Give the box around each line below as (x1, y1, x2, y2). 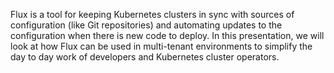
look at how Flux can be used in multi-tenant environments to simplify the (10, 40, 313, 52)
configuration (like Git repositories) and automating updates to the (10, 19, 283, 31)
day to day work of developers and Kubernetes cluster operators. (10, 51, 280, 63)
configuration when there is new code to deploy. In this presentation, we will (10, 30, 325, 41)
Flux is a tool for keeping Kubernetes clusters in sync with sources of (10, 9, 295, 20)
